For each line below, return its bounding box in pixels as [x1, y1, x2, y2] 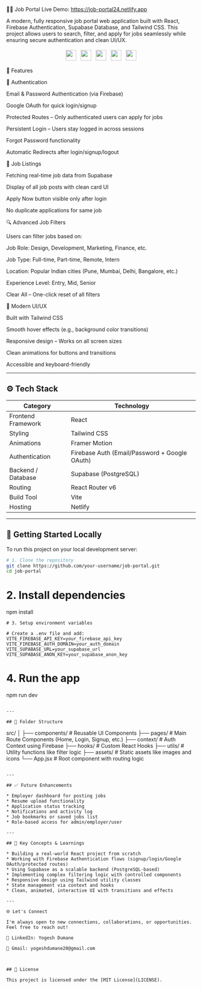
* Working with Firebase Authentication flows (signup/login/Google [6, 856, 182, 862]
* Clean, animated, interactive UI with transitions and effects [6, 887, 173, 894]
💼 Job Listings [6, 160, 41, 167]
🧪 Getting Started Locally [6, 530, 102, 540]
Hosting [9, 503, 32, 511]
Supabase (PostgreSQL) [71, 470, 139, 478]
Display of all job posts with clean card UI [6, 183, 109, 191]
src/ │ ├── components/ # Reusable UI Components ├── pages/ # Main [6, 729, 187, 736]
